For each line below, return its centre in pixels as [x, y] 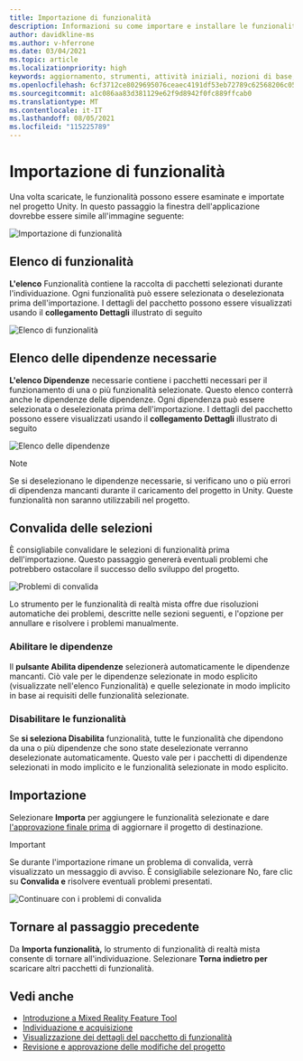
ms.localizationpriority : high [68, 69]
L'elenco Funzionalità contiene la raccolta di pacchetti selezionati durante [146, 283]
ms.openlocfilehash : [48, 85]
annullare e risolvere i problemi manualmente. [94, 624]
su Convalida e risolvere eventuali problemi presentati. [111, 881]
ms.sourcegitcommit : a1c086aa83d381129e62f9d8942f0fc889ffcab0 [131, 93]
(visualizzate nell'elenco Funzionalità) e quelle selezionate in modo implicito [150, 685]
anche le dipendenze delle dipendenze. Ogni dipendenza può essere [137, 399]
